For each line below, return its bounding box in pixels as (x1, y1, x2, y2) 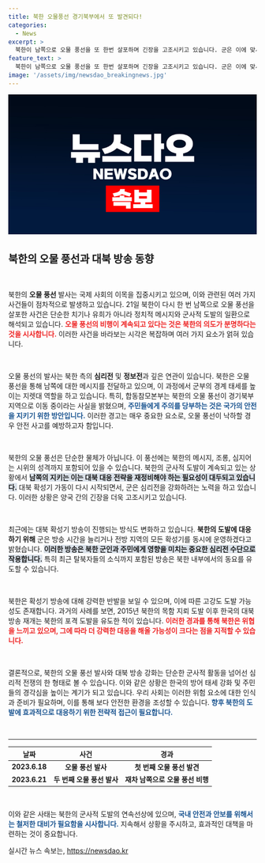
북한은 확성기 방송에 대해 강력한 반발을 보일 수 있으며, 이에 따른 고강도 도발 (8, 596, 237, 606)
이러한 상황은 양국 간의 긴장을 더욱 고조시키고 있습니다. (18, 493, 187, 502)
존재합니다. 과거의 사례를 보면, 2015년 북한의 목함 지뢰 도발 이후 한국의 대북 (22, 606, 255, 616)
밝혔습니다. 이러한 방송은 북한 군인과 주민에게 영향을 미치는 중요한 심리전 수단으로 (8, 544, 256, 554)
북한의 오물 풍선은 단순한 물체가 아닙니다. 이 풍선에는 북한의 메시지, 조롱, (8, 453, 231, 463)
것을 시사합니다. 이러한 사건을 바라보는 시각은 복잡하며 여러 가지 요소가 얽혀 (8, 329, 240, 339)
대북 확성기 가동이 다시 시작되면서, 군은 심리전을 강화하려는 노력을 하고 (18, 483, 236, 492)
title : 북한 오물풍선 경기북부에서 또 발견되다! (8, 13, 143, 21)
